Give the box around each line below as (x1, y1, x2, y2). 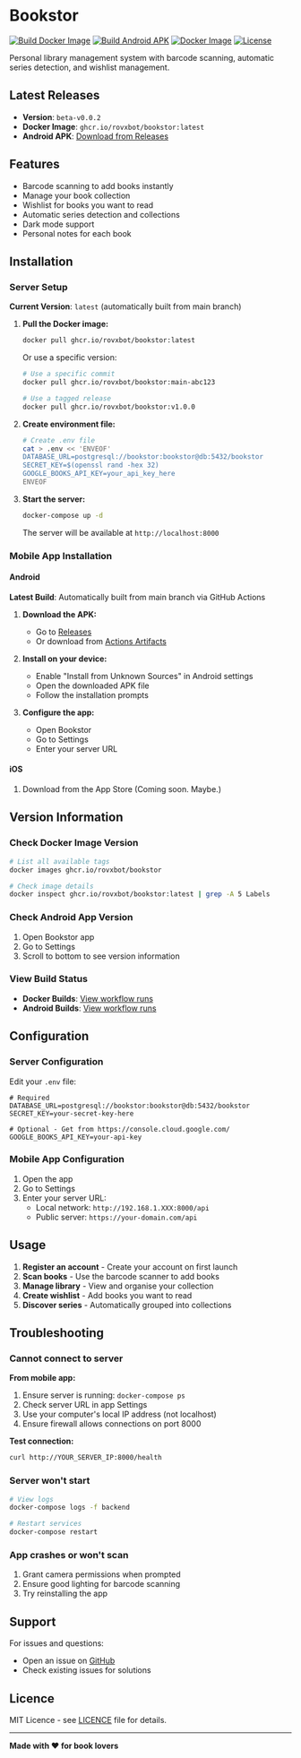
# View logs (9, 1495, 54, 1504)
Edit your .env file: (9, 1076, 77, 1087)
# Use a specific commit (21, 369, 116, 379)
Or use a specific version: (21, 352, 117, 363)
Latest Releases (9, 88, 100, 103)
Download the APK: (21, 608, 97, 619)
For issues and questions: (9, 1638, 105, 1649)
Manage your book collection (21, 190, 131, 201)
